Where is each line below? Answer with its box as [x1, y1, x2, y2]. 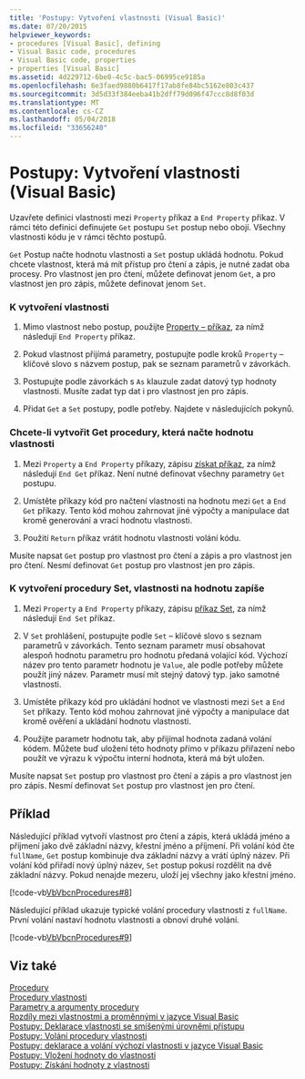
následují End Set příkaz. [22, 612, 116, 624]
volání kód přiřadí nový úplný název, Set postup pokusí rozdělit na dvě [9, 860, 272, 870]
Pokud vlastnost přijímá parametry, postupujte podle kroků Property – [22, 349, 284, 360]
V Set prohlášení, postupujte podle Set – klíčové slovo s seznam [22, 630, 262, 641]
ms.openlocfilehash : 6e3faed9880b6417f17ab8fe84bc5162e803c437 [9, 81, 255, 90]
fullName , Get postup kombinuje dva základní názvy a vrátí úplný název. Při [9, 850, 290, 860]
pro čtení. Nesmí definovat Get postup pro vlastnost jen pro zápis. [9, 559, 256, 570]
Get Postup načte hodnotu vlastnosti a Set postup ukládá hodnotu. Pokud [9, 249, 284, 260]
